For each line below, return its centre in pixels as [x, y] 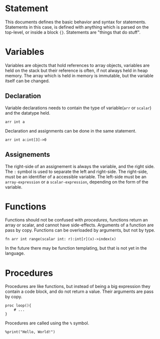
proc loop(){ [18, 306]
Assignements [27, 155]
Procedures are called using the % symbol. [47, 323]
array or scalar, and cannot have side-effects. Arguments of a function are [80, 225]
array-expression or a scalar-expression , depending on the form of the [77, 182]
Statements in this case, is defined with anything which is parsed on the [77, 27]
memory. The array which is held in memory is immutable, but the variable [79, 75]
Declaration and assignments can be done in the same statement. [71, 131]
